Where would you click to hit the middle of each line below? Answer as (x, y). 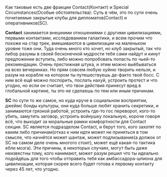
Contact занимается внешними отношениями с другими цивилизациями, (83, 33)
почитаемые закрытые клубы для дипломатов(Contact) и (66, 18)
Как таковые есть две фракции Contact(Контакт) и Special (67, 7)
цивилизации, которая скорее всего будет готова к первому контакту (80, 164)
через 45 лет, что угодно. (32, 169)
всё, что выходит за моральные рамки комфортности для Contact (76, 122)
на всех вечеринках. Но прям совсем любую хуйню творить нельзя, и (81, 70)
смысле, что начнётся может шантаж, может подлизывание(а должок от (83, 137)
